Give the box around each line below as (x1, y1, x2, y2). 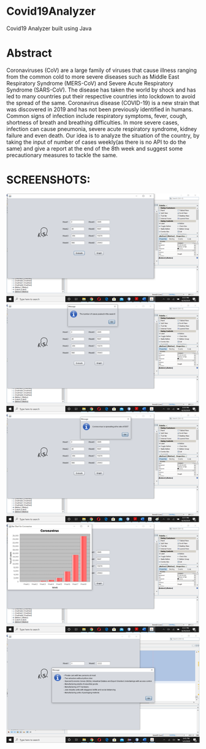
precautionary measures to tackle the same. (6, 151, 118, 159)
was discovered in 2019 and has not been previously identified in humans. (6, 106, 193, 113)
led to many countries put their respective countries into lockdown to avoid (6, 92, 196, 100)
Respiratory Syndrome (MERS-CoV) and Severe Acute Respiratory (6, 79, 174, 87)
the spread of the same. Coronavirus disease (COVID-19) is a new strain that (6, 99, 199, 106)
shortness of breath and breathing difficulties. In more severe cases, (6, 119, 180, 126)
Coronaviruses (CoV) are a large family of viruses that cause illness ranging (6, 66, 197, 74)
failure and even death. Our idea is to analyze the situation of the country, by (6, 131, 200, 139)
